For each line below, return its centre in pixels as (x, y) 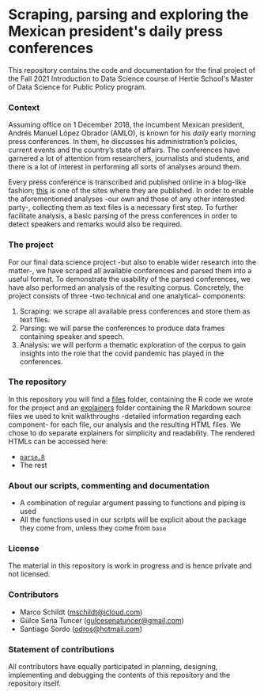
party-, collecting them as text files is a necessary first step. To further (123, 207)
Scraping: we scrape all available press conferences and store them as (135, 311)
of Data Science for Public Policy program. (77, 87)
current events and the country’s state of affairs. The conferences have (124, 150)
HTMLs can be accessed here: (58, 441)
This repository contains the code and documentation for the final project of (132, 70)
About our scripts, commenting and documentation (109, 485)
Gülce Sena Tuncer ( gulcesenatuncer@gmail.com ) (102, 620)
